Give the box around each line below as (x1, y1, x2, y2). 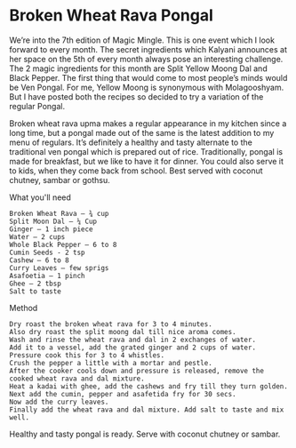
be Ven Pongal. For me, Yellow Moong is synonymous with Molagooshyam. (9, 82, 284, 92)
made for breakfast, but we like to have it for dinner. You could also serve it (9, 156, 284, 166)
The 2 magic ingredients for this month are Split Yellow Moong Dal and (9, 63, 268, 74)
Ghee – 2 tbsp (9, 279, 62, 288)
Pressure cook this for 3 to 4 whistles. (9, 350, 165, 360)
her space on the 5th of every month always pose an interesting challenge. (9, 53, 284, 64)
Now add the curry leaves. (9, 397, 109, 406)
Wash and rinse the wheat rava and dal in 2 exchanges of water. (9, 335, 256, 344)
